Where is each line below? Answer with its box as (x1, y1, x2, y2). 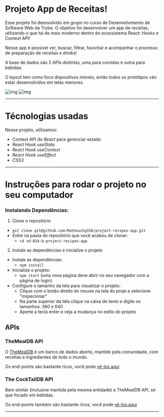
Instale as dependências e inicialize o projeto (12, 247, 103, 253)
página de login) (19, 278, 53, 284)
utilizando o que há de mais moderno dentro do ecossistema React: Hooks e (5, 30, 159, 36)
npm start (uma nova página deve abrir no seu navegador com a (19, 272, 149, 278)
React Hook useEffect (12, 152, 56, 158)
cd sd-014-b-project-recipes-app (19, 239, 88, 244)
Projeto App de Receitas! (5, 3, 108, 15)
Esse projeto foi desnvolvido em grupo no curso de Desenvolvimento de (5, 20, 150, 25)
